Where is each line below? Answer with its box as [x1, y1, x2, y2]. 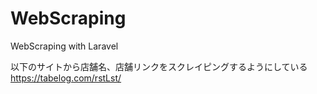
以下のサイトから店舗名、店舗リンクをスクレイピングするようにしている [10, 60, 308, 72]
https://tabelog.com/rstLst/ [10, 72, 122, 84]
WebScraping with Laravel [10, 40, 119, 52]
